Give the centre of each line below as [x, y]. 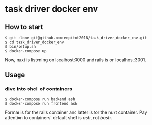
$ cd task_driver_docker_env [35, 42]
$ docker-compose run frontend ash [41, 103]
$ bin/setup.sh [20, 47]
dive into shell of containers [39, 89]
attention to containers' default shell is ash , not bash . [58, 117]
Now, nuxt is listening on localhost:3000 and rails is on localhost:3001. [76, 60]
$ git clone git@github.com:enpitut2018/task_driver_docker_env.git [76, 38]
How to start [24, 27]
